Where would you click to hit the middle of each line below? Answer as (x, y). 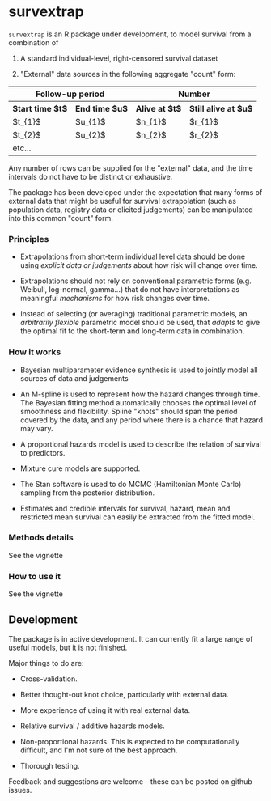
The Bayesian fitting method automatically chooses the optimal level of (138, 402)
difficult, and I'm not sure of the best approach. (99, 750)
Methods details (41, 538)
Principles (29, 239)
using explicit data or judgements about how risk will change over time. (139, 265)
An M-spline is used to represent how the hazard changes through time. (140, 394)
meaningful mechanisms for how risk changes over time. (115, 299)
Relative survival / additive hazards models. (93, 726)
